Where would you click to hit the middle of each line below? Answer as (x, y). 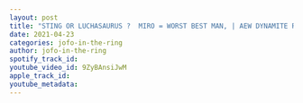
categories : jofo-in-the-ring (66, 43)
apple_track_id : (40, 76)
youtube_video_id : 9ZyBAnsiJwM (68, 68)
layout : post (34, 17)
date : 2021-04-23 (42, 34)
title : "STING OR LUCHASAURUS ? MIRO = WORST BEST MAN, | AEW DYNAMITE (149, 26)
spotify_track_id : (44, 59)
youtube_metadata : (44, 84)
